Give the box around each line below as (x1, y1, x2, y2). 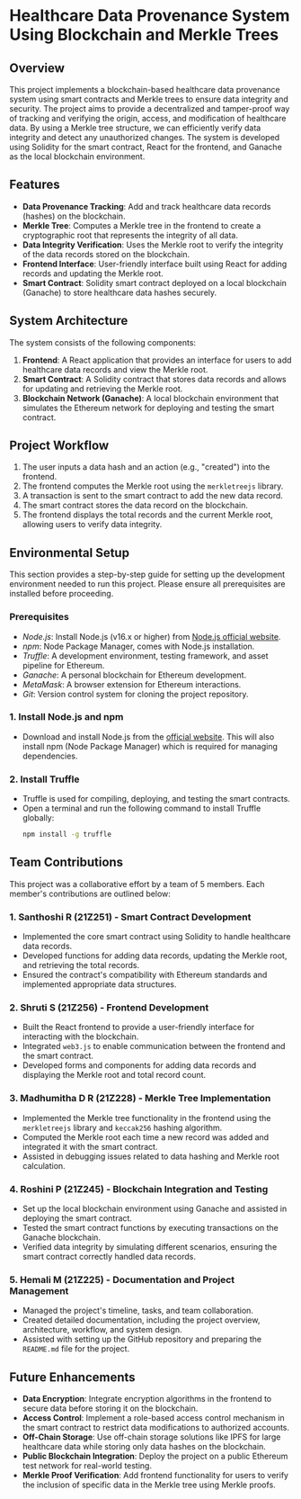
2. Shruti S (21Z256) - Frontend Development (9, 1001, 209, 1014)
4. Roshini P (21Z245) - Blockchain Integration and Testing (9, 1182, 269, 1195)
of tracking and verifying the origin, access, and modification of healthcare (9, 113, 287, 123)
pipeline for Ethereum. (22, 660, 105, 670)
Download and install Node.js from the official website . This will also (22, 731, 275, 742)
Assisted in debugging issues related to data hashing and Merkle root (22, 1151, 280, 1162)
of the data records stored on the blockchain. (22, 248, 190, 259)
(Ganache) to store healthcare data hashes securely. (22, 287, 217, 298)
